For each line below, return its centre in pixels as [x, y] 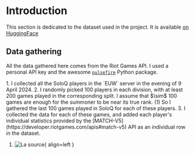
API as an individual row [157, 126]
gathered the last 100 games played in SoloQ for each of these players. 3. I [96, 108]
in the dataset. [23, 133]
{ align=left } [59, 144]
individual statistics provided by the [49, 121]
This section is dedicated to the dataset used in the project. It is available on [97, 27]
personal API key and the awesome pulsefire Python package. [82, 72]
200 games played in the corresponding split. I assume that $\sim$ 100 [92, 95]
